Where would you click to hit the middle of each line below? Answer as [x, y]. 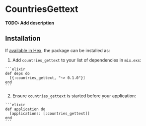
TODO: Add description [30, 23]
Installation [23, 38]
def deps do [17, 73]
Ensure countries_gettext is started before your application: [74, 96]
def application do [25, 109]
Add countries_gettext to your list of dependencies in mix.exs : [77, 60]
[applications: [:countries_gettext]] [50, 113]
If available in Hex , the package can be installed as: [58, 50]
